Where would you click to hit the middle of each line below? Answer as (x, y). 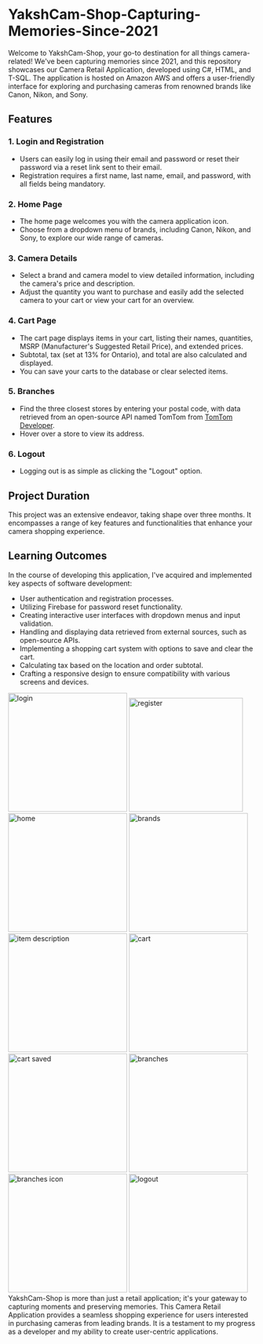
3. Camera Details (43, 258)
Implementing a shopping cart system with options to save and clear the (136, 648)
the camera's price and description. (77, 283)
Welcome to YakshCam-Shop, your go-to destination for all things (115, 53)
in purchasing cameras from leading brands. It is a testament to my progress (132, 1323)
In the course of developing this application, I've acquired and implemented (130, 575)
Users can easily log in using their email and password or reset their (129, 159)
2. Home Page (35, 204)
